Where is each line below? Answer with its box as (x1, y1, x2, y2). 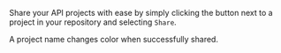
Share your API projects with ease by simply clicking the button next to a (9, 8, 273, 18)
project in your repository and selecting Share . (9, 17, 177, 27)
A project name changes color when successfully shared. (9, 34, 219, 44)
